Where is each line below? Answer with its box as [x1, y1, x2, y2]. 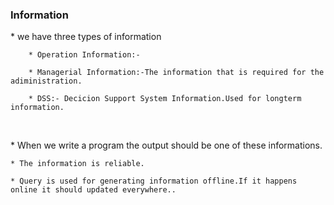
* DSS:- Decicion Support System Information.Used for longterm [28, 94, 302, 104]
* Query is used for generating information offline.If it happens [10, 176, 298, 187]
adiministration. [10, 76, 83, 87]
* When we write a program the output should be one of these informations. [10, 139, 323, 152]
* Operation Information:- [28, 50, 141, 60]
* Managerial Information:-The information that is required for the [28, 68, 325, 78]
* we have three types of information [10, 31, 162, 43]
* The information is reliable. [10, 159, 145, 169]
